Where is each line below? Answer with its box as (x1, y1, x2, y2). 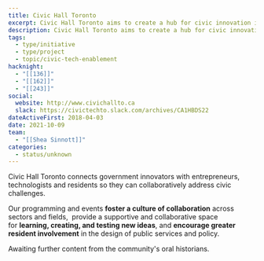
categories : (8, 143, 47, 151)
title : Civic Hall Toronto (8, 11, 97, 20)
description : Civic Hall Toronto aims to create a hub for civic (8, 26, 226, 34)
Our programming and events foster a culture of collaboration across (8, 204, 234, 213)
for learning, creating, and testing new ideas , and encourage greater (8, 221, 236, 230)
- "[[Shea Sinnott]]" (15, 135, 86, 144)
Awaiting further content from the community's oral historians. (8, 244, 210, 254)
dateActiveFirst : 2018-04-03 (8, 114, 104, 122)
